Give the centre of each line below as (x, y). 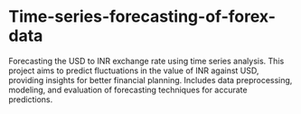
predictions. (31, 99)
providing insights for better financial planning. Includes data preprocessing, (150, 80)
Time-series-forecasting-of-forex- (142, 17)
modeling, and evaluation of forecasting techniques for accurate (128, 90)
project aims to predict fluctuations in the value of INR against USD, (134, 71)
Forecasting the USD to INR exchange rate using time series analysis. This (146, 61)
